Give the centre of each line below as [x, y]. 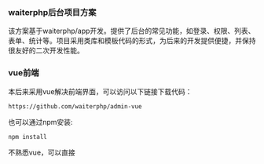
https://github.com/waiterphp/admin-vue [75, 106]
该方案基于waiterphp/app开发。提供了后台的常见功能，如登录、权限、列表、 [132, 31]
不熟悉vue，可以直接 [42, 153]
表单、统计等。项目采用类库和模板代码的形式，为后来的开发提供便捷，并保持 [132, 41]
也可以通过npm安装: [40, 122]
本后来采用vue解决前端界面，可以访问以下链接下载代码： [100, 91]
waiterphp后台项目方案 [52, 12]
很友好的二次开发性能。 [46, 51]
